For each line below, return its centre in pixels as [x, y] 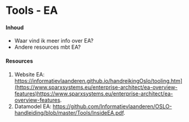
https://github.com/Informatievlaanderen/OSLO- [112, 106]
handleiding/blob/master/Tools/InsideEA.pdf [69, 112]
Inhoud [15, 27]
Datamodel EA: [33, 106]
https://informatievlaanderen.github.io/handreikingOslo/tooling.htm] [98, 81]
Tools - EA [32, 11]
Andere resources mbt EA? [48, 47]
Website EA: [29, 74]
